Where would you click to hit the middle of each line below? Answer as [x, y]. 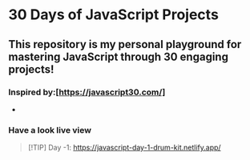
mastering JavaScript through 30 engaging [118, 56]
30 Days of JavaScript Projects [113, 15]
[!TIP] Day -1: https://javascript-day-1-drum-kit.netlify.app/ [125, 148]
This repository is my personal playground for [125, 44]
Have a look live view [50, 130]
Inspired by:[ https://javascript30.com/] [87, 92]
